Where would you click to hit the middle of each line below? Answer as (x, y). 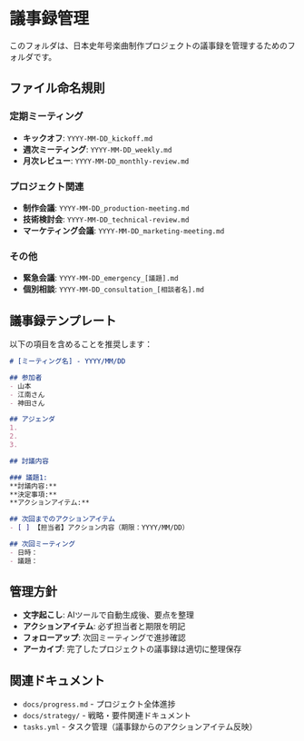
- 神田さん (27, 403)
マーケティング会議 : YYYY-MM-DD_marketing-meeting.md (123, 230)
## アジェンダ (33, 420)
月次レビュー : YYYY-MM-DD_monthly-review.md (106, 161)
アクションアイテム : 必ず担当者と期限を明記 (104, 627)
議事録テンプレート (63, 320)
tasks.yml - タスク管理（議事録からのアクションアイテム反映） (140, 726)
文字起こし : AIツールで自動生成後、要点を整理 (108, 615)
